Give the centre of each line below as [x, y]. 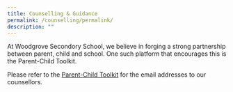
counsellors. [25, 82]
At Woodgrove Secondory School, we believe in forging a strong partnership [116, 47]
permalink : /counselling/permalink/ [60, 20]
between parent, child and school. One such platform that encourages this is [117, 54]
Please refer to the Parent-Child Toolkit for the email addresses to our [107, 75]
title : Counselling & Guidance [53, 14]
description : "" [31, 26]
